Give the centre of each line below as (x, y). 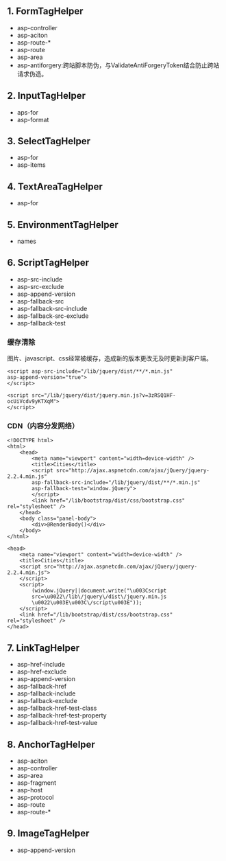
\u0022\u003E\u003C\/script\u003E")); (87, 603)
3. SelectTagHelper (49, 141)
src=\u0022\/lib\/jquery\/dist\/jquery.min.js (99, 597)
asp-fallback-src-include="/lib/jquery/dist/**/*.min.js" (116, 483)
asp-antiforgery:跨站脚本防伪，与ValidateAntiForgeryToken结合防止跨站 (118, 65)
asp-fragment (37, 783)
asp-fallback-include (46, 693)
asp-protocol (35, 797)
